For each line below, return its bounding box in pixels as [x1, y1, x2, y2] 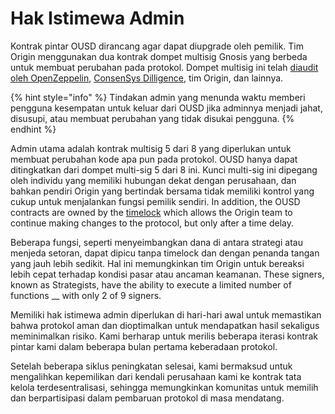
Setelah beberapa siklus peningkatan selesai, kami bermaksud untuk [10, 360, 293, 372]
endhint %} [10, 123, 57, 135]
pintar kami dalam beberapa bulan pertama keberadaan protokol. [10, 340, 278, 352]
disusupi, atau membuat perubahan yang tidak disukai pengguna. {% [10, 112, 295, 124]
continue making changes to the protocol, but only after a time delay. [10, 217, 294, 229]
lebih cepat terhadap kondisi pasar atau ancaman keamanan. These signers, [10, 268, 325, 280]
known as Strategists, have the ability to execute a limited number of [10, 278, 292, 291]
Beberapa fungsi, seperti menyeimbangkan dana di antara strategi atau [10, 236, 303, 248]
